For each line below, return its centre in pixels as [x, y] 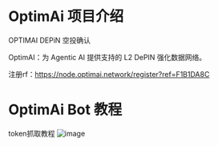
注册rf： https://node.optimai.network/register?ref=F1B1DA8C [109, 74]
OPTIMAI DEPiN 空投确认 [49, 40]
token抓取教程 [32, 133]
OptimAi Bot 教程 [65, 110]
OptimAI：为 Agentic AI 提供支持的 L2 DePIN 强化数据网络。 [107, 57]
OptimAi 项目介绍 [66, 16]
